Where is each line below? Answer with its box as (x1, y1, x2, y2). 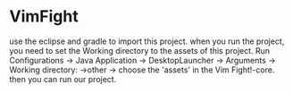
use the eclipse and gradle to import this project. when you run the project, (9, 36, 285, 46)
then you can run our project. (9, 73, 117, 84)
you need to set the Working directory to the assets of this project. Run (9, 45, 271, 55)
